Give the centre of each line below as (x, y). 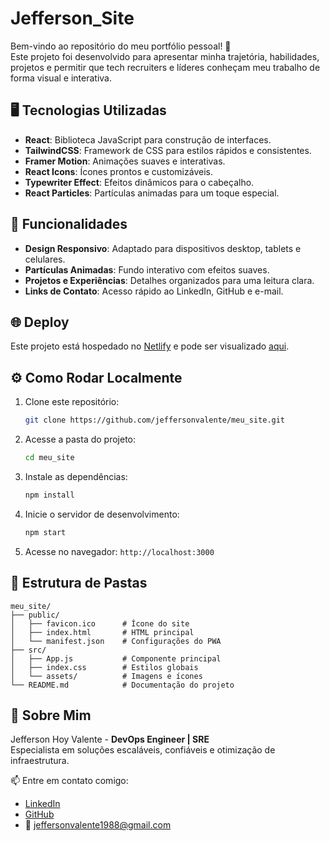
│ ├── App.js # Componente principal (116, 658)
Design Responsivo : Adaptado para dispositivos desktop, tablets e (163, 248)
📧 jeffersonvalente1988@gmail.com (98, 825)
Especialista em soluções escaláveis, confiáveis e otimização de (143, 750)
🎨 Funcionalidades (69, 224)
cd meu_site (49, 458)
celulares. (45, 259)
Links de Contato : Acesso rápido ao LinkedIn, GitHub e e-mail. (154, 291)
